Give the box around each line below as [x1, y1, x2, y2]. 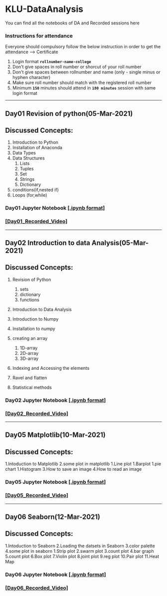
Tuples [19, 166, 34, 172]
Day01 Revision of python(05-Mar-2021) [5, 109, 133, 118]
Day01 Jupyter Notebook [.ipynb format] [5, 205, 105, 212]
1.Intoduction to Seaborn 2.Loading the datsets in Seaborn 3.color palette [5, 543, 155, 549]
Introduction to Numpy [12, 316, 59, 322]
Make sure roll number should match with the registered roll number [12, 80, 152, 85]
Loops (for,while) [12, 192, 47, 198]
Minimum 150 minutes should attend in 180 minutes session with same [12, 85, 156, 91]
